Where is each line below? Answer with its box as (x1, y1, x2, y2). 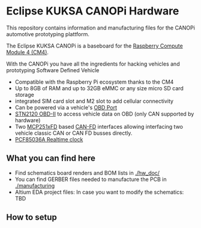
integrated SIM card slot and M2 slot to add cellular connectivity (14, 97, 174, 105)
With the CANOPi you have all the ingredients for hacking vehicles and (6, 60, 180, 67)
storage (14, 91, 34, 98)
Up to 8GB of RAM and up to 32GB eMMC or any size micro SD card (14, 84, 184, 91)
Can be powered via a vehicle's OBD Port (14, 103, 117, 111)
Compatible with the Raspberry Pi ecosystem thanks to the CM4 (14, 78, 174, 85)
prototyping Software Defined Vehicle (6, 66, 100, 73)
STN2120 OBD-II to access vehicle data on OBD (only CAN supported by (14, 110, 194, 117)
